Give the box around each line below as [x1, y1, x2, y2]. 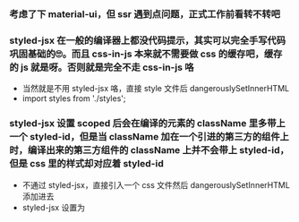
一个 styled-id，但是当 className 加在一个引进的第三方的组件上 [9, 131, 289, 143]
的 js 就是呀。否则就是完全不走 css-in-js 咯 [9, 61, 194, 73]
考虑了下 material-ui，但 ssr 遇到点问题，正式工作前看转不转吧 [9, 7, 280, 20]
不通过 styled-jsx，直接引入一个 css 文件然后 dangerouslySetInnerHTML [21, 179, 291, 190]
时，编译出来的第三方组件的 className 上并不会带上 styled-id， [9, 144, 289, 157]
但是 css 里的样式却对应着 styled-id [9, 158, 164, 170]
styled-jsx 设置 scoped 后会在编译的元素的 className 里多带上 [9, 117, 286, 130]
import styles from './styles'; [21, 93, 126, 104]
